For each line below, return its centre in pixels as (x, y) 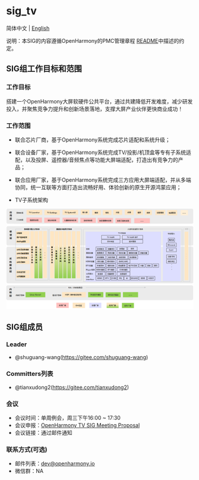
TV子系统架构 (31, 200)
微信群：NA (29, 471)
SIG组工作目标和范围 (44, 69)
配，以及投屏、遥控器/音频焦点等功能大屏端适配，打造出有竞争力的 (96, 159)
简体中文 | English (28, 28)
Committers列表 (30, 374)
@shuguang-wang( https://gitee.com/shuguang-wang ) (81, 357)
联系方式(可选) (27, 449)
